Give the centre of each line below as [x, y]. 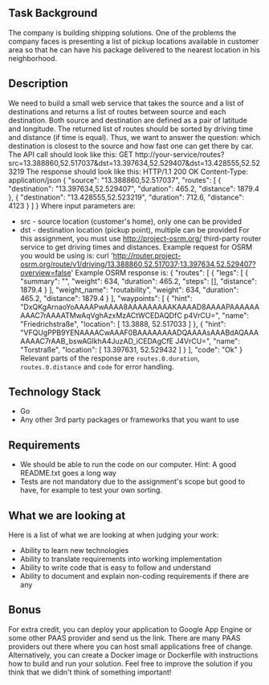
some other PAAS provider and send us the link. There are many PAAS [124, 638]
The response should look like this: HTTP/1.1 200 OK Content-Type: [137, 171]
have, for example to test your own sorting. [91, 490]
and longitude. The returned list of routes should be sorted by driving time [131, 129]
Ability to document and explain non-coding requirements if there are [134, 576]
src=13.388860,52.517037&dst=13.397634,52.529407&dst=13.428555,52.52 [134, 163]
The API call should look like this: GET [71, 154]
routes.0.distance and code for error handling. [97, 366]
